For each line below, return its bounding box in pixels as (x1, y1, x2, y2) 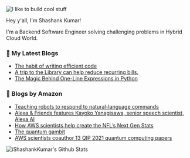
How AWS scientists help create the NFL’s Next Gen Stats (14, 122, 154, 129)
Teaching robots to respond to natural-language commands (14, 103, 160, 110)
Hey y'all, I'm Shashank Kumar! (6, 17, 82, 23)
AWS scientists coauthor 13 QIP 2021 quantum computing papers (14, 134, 172, 141)
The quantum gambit (14, 128, 66, 135)
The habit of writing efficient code (14, 62, 97, 70)
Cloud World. (6, 35, 38, 41)
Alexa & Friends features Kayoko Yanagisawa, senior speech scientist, (14, 109, 184, 116)
